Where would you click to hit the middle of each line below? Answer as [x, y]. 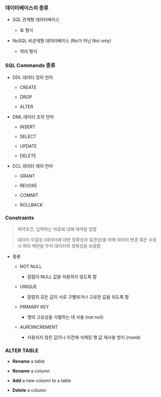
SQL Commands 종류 [30, 66]
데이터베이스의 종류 [27, 7]
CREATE [28, 87]
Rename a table [28, 361]
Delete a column [29, 390]
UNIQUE [28, 287]
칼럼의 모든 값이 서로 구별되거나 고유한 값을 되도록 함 [78, 297]
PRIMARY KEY [34, 306]
